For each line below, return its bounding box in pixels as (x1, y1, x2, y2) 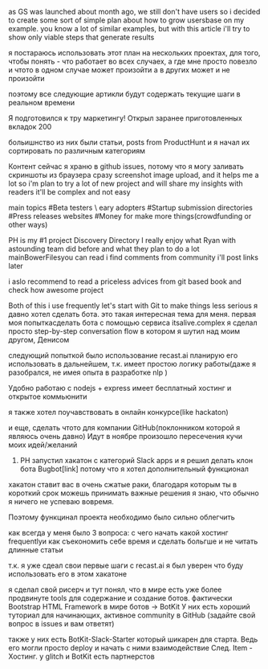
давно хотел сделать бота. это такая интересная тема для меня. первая (8, 310, 257, 318)
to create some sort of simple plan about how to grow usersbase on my (8, 15, 245, 25)
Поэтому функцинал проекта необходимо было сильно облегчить (8, 512, 235, 522)
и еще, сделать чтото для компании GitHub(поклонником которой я (8, 423, 241, 433)
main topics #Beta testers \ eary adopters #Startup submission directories (8, 203, 253, 212)
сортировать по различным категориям (8, 146, 146, 155)
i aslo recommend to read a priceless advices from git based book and (8, 277, 242, 286)
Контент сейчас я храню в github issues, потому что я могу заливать (8, 162, 245, 171)
